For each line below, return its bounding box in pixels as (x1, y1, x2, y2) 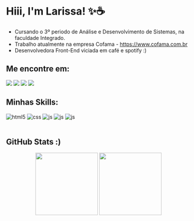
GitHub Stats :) (6, 136, 62, 147)
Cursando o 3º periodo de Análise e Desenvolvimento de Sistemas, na (14, 28, 185, 35)
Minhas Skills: (6, 98, 59, 108)
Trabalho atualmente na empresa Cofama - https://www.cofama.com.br (14, 41, 188, 48)
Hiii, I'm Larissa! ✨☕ (6, 5, 105, 18)
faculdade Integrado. (14, 34, 66, 41)
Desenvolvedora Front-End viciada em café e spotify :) (14, 46, 147, 53)
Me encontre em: (6, 64, 70, 74)
